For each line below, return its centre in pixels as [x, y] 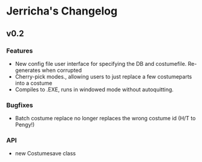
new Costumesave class [45, 154]
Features [20, 51]
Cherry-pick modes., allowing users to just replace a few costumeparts [103, 76]
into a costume [34, 83]
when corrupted [62, 70]
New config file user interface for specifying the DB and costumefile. [101, 63]
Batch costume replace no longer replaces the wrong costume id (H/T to [105, 118]
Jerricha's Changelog [62, 11]
